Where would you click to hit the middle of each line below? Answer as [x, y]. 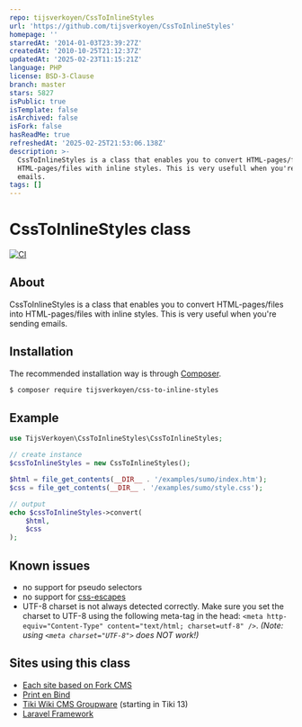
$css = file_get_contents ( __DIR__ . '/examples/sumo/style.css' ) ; [136, 488]
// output [28, 504]
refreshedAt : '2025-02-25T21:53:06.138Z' [88, 143]
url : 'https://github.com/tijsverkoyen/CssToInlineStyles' [122, 26]
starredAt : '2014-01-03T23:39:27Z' [76, 43]
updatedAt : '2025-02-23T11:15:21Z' [76, 59]
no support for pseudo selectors [82, 587]
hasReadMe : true [40, 135]
